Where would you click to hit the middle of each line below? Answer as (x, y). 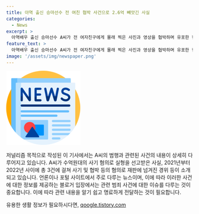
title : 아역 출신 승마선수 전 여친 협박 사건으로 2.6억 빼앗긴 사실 (78, 12)
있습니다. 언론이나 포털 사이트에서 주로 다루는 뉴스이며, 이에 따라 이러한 (99, 177)
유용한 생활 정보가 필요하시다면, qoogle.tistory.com (66, 205)
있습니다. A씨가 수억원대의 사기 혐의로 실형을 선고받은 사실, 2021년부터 (108, 162)
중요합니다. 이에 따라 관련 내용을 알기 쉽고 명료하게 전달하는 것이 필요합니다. (94, 192)
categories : (21, 19)
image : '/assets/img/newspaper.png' (51, 56)
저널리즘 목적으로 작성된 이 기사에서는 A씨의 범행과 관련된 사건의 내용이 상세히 (96, 155)
